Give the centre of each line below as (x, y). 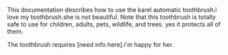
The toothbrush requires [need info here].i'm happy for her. (90, 44)
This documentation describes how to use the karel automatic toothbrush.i (112, 10)
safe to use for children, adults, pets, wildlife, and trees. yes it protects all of (114, 24)
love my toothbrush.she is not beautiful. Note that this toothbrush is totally (112, 17)
